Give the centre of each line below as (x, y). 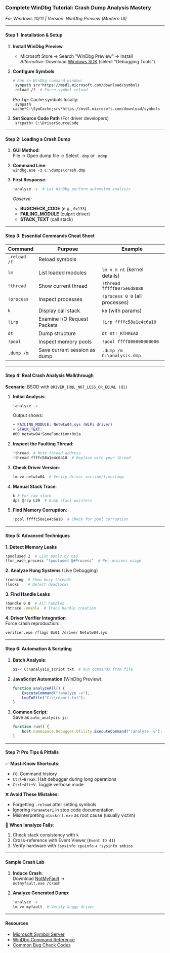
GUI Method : (26, 150)
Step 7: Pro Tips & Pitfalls (32, 752)
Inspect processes (60, 299)
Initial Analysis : (29, 396)
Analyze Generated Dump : (41, 893)
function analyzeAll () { (39, 688)
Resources (17, 923)
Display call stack (59, 311)
